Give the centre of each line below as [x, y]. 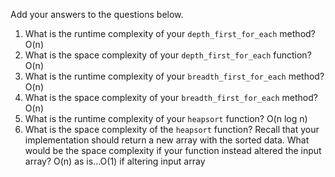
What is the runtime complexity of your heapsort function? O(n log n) [166, 118]
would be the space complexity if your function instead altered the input [173, 150]
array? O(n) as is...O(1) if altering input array [115, 161]
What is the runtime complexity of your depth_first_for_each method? [170, 33]
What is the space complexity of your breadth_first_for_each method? [171, 97]
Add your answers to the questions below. [97, 14]
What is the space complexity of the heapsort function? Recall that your [172, 129]
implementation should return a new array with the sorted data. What [167, 140]
